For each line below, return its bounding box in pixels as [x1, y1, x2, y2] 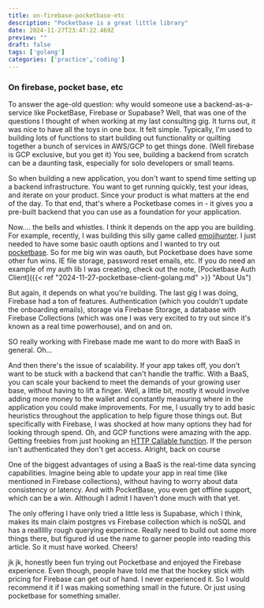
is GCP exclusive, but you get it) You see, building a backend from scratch [8, 150, 249, 160]
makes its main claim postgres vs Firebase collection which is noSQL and [8, 517, 246, 527]
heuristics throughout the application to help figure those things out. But [8, 411, 243, 421]
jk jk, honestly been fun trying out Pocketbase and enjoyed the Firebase [8, 557, 242, 567]
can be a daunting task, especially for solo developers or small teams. [8, 159, 235, 168]
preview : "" [8, 33, 47, 42]
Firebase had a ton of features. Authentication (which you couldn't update [8, 297, 248, 306]
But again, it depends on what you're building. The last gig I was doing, [8, 288, 239, 298]
